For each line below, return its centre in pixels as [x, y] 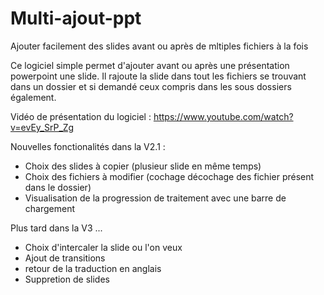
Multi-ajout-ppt [76, 18]
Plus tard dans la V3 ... [56, 228]
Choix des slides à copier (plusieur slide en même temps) [143, 166]
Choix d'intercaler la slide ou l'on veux [103, 247]
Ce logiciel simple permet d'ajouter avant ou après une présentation [150, 65]
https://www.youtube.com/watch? [223, 116]
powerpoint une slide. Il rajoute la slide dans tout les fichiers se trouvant [158, 76]
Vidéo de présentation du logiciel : [81, 116]
